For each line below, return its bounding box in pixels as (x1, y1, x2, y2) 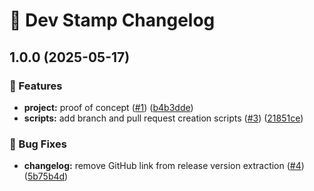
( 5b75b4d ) (23, 170, 69, 183)
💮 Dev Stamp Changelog (9, 9, 216, 32)
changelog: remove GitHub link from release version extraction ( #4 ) (23, 160, 305, 172)
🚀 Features (9, 79, 63, 93)
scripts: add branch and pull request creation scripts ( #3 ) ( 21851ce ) (23, 112, 304, 124)
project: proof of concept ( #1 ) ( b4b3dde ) (23, 101, 194, 113)
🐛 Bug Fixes (9, 137, 67, 151)
